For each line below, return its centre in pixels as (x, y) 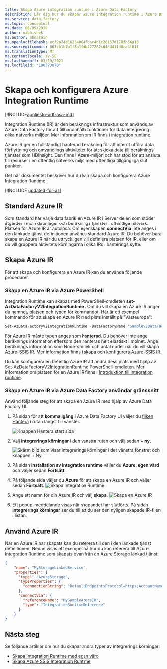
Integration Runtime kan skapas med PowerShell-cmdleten (65, 301)
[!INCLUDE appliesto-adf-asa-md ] (40, 115)
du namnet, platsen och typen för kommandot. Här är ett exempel (72, 312)
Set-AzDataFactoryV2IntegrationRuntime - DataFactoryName (65, 326)
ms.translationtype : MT (30, 51)
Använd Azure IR (32, 531)
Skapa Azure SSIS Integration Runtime (51, 661)
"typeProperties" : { (40, 582)
